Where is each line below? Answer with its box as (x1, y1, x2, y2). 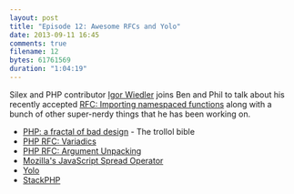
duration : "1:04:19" (9, 65, 88, 74)
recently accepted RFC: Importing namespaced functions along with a (9, 98, 272, 109)
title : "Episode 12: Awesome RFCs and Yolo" (9, 22, 181, 31)
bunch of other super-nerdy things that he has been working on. (9, 108, 251, 119)
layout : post (9, 13, 59, 23)
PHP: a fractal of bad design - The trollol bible (22, 126, 196, 137)
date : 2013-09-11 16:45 (9, 30, 100, 39)
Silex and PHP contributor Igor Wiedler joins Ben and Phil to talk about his (9, 88, 285, 100)
